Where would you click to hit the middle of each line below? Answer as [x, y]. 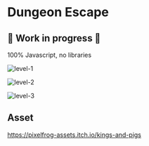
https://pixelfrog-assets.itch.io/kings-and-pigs [74, 135]
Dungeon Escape [58, 12]
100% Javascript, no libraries [50, 55]
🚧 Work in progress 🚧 [54, 38]
